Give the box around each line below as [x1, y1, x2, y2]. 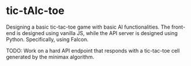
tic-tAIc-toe [6, 4, 65, 18]
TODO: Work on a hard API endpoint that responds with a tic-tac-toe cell [6, 47, 180, 54]
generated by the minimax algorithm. [6, 53, 94, 60]
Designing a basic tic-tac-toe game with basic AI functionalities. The [6, 23, 171, 30]
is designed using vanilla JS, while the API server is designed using [16, 29, 178, 36]
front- [171, 23, 186, 30]
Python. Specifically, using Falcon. [6, 36, 89, 43]
